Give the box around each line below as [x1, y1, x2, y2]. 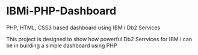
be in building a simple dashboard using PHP [6, 42, 117, 49]
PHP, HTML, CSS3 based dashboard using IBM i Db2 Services [6, 24, 161, 31]
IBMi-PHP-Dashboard [6, 4, 117, 18]
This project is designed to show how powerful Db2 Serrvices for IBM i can [6, 35, 193, 42]
